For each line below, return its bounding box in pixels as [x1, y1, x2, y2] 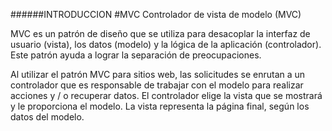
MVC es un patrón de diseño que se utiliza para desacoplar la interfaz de [10, 28, 311, 39]
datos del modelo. [10, 111, 85, 123]
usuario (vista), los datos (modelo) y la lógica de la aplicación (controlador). [10, 39, 322, 50]
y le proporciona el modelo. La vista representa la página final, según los [10, 100, 310, 112]
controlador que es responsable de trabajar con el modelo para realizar [10, 79, 304, 91]
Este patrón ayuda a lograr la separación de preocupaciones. [10, 49, 262, 61]
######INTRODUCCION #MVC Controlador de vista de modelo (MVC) [10, 9, 302, 20]
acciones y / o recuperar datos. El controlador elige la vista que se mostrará [10, 90, 323, 101]
